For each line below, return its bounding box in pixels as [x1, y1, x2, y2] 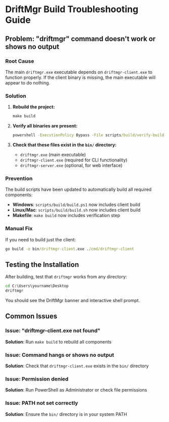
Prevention [5, 175, 33, 182]
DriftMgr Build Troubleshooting [5, 4, 139, 15]
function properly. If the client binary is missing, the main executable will [5, 74, 156, 80]
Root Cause [5, 57, 34, 64]
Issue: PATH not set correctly [5, 400, 78, 407]
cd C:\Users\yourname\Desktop [5, 283, 69, 289]
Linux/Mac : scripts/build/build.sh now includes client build [12, 207, 141, 213]
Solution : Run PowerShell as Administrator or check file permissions [5, 387, 147, 393]
